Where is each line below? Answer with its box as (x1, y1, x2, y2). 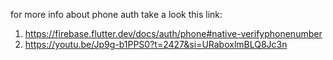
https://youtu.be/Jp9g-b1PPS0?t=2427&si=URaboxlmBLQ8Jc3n (24, 39, 288, 50)
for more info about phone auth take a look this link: (10, 9, 223, 20)
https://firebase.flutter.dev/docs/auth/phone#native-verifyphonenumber (24, 28, 323, 39)
